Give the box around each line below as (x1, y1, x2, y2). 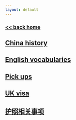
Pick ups (5, 72, 32, 80)
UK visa (5, 89, 30, 98)
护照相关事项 (5, 107, 44, 116)
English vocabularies (5, 55, 71, 64)
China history (5, 39, 48, 47)
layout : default (5, 7, 38, 12)
